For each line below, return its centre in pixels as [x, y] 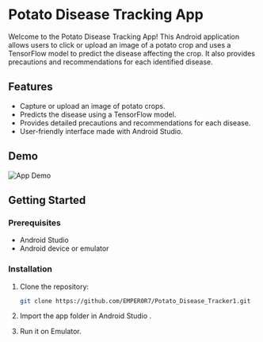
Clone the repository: [54, 286]
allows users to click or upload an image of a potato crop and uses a [120, 44]
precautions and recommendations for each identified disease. [111, 62]
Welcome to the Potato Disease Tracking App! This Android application [124, 37]
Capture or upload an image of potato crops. [92, 106]
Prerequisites [34, 222]
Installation [30, 269]
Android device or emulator [64, 248]
